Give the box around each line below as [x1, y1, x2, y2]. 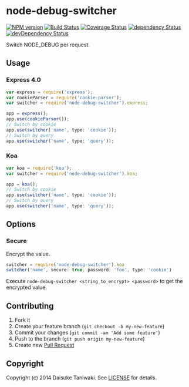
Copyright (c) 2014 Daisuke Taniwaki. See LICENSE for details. [6, 374, 157, 381]
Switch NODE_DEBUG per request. [6, 41, 90, 48]
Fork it [14, 317, 31, 324]
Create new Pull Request [14, 342, 75, 349]
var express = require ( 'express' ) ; [6, 89, 93, 95]
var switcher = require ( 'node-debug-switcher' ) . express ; [6, 100, 148, 106]
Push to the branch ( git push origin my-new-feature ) [14, 335, 145, 342]
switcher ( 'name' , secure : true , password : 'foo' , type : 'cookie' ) [6, 267, 172, 273]
